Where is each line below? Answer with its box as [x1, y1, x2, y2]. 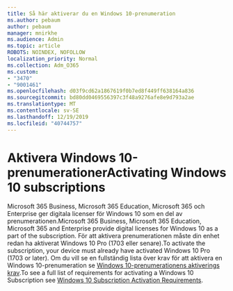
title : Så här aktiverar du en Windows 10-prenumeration [7, 10, 176, 17]
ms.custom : [7, 68, 39, 75]
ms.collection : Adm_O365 [7, 62, 79, 69]
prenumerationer [7, 165, 107, 181]
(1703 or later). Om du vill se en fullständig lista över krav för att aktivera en [7, 254, 223, 263]
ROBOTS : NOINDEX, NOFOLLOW [7, 49, 86, 56]
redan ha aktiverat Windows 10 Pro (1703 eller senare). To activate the [7, 239, 206, 247]
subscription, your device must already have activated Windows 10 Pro [7, 247, 211, 255]
